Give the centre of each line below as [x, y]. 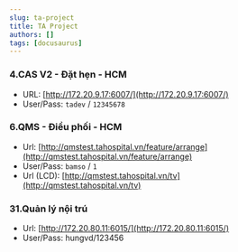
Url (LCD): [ [44, 175]
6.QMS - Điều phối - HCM [66, 127]
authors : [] [32, 34]
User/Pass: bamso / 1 [59, 166]
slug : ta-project [42, 18]
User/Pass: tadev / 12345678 [74, 104]
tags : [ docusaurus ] [46, 43]
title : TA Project [44, 26]
